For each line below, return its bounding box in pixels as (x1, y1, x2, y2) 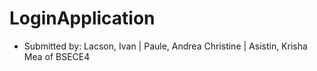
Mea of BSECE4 (23, 50, 91, 62)
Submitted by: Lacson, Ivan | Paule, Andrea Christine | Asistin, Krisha (23, 40, 308, 52)
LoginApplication (9, 7, 156, 30)
